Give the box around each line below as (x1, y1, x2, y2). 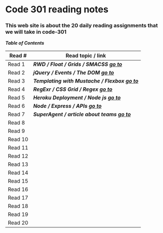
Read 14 (8, 169, 29, 177)
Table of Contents (5, 40, 44, 46)
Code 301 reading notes (5, 4, 109, 15)
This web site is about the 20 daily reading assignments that (5, 22, 158, 29)
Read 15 (8, 178, 29, 185)
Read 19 (8, 211, 29, 218)
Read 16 (8, 186, 29, 193)
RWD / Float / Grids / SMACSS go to (33, 61, 123, 68)
